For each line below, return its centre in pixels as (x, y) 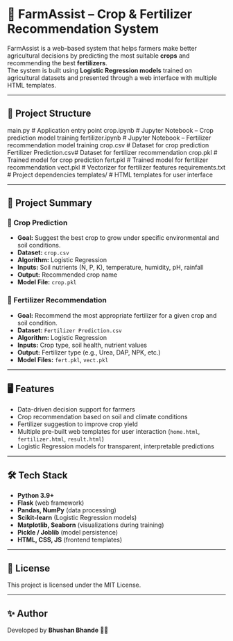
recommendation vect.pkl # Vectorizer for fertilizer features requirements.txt (116, 167)
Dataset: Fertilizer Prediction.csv (70, 330)
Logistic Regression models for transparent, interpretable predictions (116, 446)
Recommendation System (83, 29)
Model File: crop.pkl (47, 282)
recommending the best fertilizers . (57, 63)
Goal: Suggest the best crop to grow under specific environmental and (118, 238)
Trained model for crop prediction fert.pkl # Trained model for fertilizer (108, 160)
